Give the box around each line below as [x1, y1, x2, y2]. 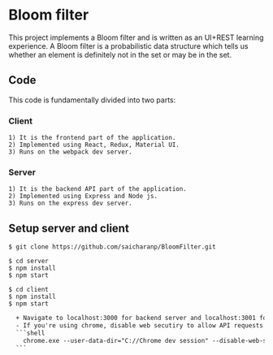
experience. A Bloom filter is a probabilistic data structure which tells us [8, 41, 249, 50]
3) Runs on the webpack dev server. [8, 148, 132, 156]
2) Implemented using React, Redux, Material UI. [8, 141, 180, 149]
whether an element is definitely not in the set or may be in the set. [8, 50, 232, 59]
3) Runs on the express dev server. [8, 199, 132, 208]
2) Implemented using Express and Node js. [8, 193, 158, 201]
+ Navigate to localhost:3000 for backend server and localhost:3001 [15, 314, 256, 323]
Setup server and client [8, 221, 130, 235]
